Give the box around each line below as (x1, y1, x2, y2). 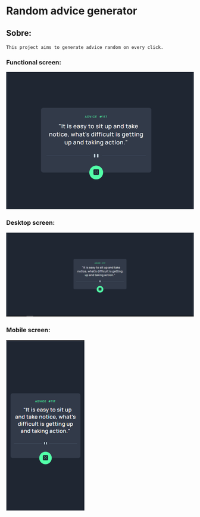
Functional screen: (6, 58, 61, 66)
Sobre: (6, 28, 32, 38)
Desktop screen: (6, 219, 55, 227)
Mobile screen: (6, 326, 51, 335)
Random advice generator (6, 4, 137, 18)
